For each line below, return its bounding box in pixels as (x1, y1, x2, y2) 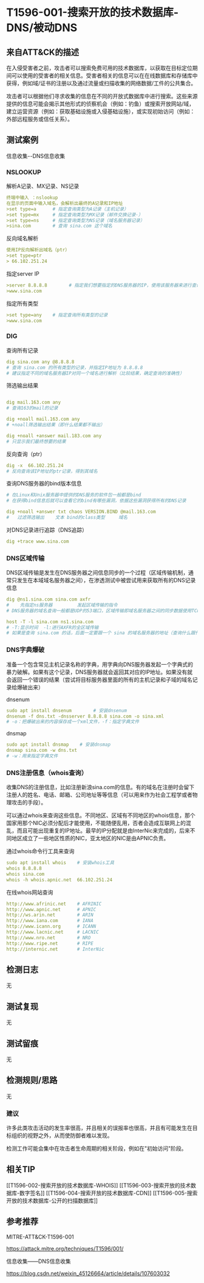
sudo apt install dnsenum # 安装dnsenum (6, 707, 127, 713)
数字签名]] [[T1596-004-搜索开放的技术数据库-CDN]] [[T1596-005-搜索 (19, 1189, 198, 1196)
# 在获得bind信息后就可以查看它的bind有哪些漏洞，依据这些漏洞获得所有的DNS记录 (6, 498, 186, 504)
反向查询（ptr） (6, 450, 46, 457)
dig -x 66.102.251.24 (6, 462, 64, 468)
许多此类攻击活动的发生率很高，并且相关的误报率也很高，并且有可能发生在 (6, 1124, 192, 1132)
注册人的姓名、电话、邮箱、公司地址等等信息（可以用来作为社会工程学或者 (6, 791, 192, 799)
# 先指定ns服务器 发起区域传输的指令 (6, 602, 118, 608)
